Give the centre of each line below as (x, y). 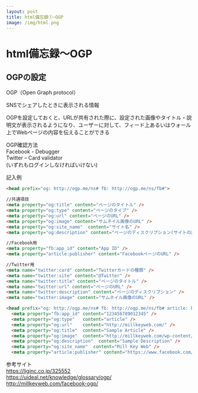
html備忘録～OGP (49, 53)
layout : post (22, 12)
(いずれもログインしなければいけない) (52, 165)
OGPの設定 (26, 77)
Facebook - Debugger (33, 152)
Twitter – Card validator (34, 158)
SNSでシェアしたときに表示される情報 (53, 105)
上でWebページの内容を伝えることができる (58, 132)
